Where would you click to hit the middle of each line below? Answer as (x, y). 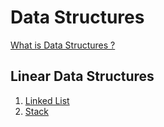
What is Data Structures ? (63, 45)
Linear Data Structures (82, 76)
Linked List (47, 100)
